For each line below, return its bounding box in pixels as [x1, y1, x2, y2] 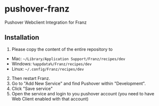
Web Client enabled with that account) [11, 96, 88, 102]
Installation [4, 33, 39, 42]
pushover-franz [4, 3, 70, 15]
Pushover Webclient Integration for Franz [4, 19, 87, 25]
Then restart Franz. [11, 75, 51, 81]
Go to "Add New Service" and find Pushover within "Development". [11, 80, 146, 86]
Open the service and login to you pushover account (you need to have [11, 91, 155, 96]
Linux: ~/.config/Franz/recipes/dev [11, 66, 84, 72]
